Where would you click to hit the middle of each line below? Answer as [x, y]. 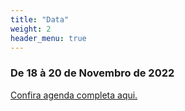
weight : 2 [31, 29]
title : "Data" [40, 19]
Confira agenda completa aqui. [74, 95]
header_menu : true [48, 38]
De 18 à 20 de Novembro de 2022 [92, 73]
